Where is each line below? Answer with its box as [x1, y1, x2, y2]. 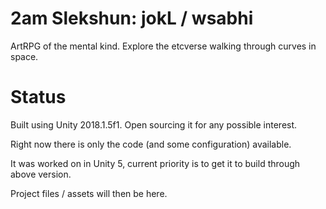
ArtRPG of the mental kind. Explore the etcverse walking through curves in [10, 40, 317, 52]
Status [10, 86, 67, 109]
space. [10, 50, 39, 62]
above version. [10, 168, 72, 180]
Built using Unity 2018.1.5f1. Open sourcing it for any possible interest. [10, 118, 298, 131]
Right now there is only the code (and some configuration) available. [10, 138, 292, 150]
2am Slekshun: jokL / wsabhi [10, 7, 254, 30]
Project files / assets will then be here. [10, 187, 168, 199]
